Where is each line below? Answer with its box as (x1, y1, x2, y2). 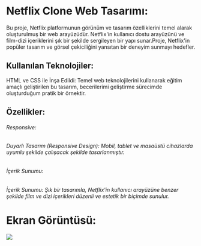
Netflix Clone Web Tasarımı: (6, 4, 148, 18)
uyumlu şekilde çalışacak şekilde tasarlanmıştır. (6, 149, 125, 156)
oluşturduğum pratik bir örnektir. (6, 89, 86, 97)
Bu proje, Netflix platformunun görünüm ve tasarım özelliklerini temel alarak (6, 24, 193, 31)
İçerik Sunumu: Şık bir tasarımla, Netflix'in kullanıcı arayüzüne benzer (6, 186, 179, 193)
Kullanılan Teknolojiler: (6, 61, 94, 71)
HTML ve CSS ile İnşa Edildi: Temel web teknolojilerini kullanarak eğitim (6, 76, 182, 84)
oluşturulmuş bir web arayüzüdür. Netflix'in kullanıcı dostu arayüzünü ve (6, 30, 185, 37)
